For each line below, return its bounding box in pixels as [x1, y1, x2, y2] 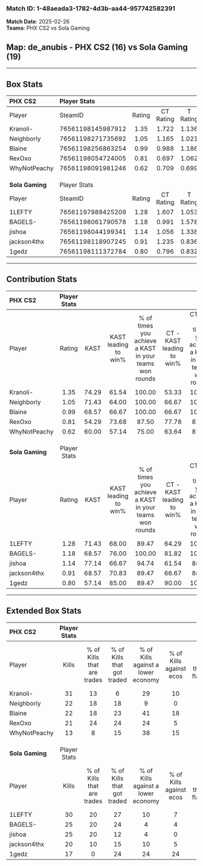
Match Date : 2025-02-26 [6, 18, 70, 25]
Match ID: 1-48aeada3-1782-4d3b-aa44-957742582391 [6, 4, 175, 13]
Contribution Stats [6, 274, 77, 285]
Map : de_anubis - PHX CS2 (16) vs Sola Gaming [6, 42, 188, 52]
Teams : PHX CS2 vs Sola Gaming [6, 24, 90, 31]
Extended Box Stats [6, 606, 82, 616]
